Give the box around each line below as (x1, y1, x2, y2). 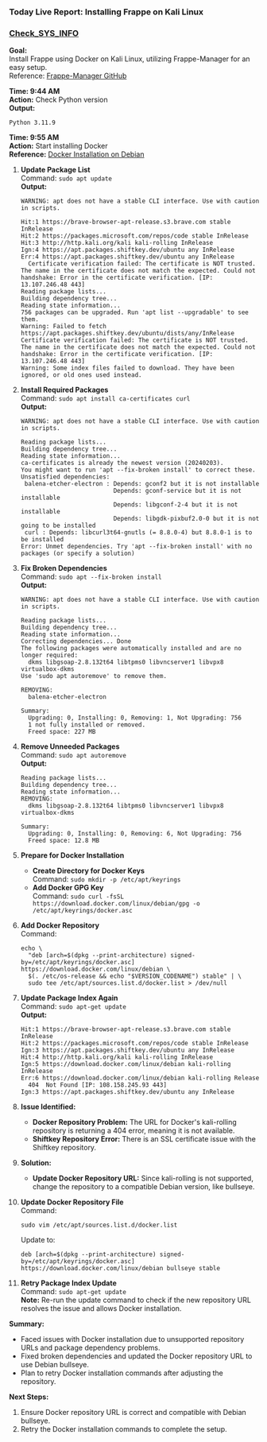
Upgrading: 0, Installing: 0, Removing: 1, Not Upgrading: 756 (28, 714, 242, 722)
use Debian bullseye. (20, 1360, 90, 1370)
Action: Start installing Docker (9, 141, 108, 151)
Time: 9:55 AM (9, 133, 60, 142)
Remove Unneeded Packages (20, 742, 120, 751)
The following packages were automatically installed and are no (20, 645, 242, 653)
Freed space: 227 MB (28, 728, 96, 736)
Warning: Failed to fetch (20, 323, 106, 331)
